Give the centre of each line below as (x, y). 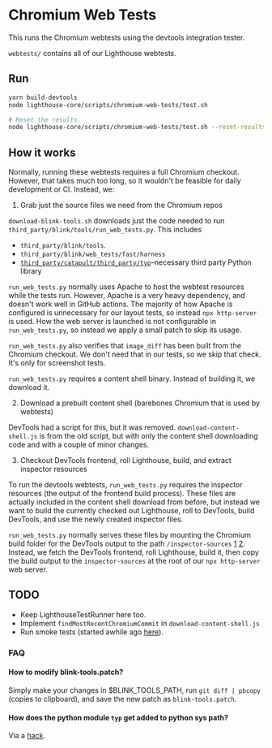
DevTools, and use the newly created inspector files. (96, 519)
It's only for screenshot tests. (57, 363)
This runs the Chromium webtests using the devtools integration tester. (127, 37)
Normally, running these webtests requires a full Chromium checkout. (124, 172)
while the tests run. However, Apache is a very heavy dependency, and (127, 296)
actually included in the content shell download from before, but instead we (134, 502)
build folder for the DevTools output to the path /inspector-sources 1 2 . (127, 544)
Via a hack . (27, 736)
